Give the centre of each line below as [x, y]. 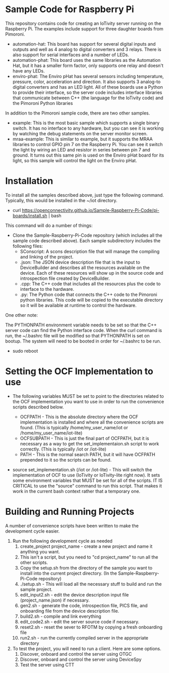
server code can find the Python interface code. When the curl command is [84, 330]
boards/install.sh [30, 215]
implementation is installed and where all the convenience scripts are [92, 422]
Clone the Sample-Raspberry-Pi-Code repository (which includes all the [87, 235]
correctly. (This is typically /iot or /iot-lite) [63, 449]
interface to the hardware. [47, 289]
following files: [28, 246]
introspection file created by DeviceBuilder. [65, 278]
